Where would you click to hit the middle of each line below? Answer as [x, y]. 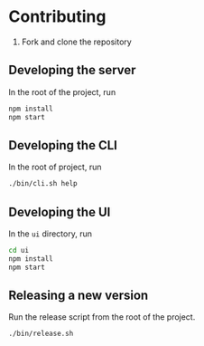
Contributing [57, 17]
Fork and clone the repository [76, 42]
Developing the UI [60, 211]
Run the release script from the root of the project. [102, 317]
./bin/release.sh [41, 334]
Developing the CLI [63, 145]
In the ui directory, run [50, 234]
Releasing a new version [79, 296]
